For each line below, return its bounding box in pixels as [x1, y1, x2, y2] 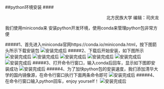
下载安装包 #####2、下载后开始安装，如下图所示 [18, 48, 144, 53]
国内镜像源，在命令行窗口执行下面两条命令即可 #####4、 [13, 72, 157, 78]
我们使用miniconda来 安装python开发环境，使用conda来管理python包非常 [5, 25, 154, 31]
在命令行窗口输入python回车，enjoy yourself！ [5, 78, 99, 84]
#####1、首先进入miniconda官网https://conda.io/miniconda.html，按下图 [5, 42, 153, 47]
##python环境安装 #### [5, 4, 54, 10]
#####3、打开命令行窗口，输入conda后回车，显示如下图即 [32, 60, 151, 66]
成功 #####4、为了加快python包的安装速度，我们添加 [9, 66, 145, 72]
